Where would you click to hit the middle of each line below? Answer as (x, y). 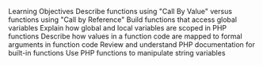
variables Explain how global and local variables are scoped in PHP (118, 28)
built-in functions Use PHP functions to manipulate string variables (117, 53)
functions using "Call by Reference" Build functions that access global (123, 20)
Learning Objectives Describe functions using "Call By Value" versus (120, 11)
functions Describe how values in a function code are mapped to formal (126, 36)
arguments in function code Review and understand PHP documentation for (132, 45)
